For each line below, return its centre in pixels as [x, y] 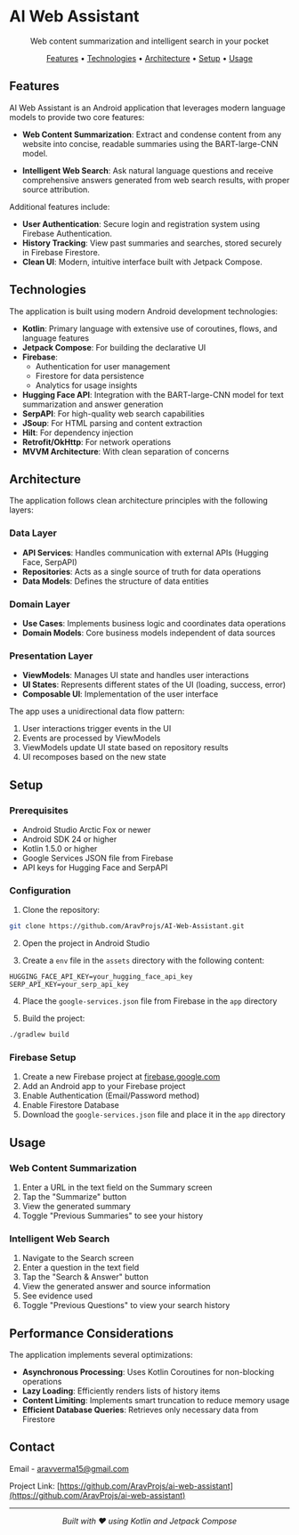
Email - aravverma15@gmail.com [69, 1468]
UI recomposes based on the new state [94, 757]
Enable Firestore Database [71, 1105]
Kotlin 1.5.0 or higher [60, 848]
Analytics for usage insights [86, 385]
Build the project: [53, 1018]
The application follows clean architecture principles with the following [139, 501]
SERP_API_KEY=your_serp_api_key [69, 985]
